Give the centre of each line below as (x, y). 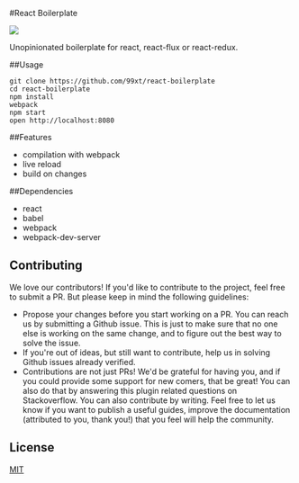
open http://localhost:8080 (62, 121)
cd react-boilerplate (50, 89)
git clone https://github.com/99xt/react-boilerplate (113, 81)
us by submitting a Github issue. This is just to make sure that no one (150, 324)
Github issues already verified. (79, 362)
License (32, 447)
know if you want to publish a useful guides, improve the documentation (156, 409)
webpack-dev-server (62, 237)
